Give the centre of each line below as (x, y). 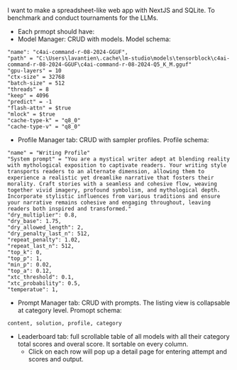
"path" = (20, 58)
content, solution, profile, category (65, 323)
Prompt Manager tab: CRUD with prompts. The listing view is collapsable (124, 303)
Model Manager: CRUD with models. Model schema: (94, 39)
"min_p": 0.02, (30, 265)
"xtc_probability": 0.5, (44, 283)
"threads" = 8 (28, 89)
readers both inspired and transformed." (70, 209)
